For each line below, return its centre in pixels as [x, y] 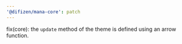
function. [18, 35]
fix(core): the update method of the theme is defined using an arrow [91, 29]
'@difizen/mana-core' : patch [43, 12]
